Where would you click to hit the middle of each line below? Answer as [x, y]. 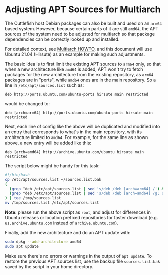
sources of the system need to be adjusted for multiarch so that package [80, 34]
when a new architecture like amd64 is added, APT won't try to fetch [74, 69]
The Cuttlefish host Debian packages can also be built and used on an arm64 [84, 23]
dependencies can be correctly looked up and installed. [62, 39]
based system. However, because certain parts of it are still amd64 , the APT [82, 28]
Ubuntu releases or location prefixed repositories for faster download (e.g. [82, 218]
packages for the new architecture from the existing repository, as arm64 [79, 74]
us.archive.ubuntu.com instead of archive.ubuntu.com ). [62, 223]
